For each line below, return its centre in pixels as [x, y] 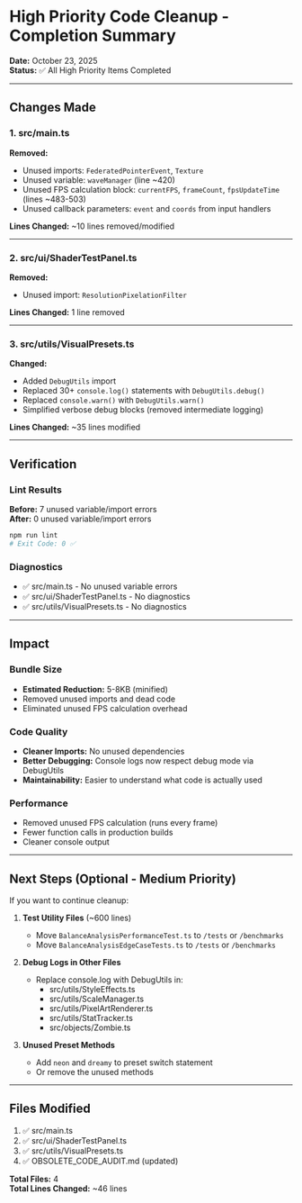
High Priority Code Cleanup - [119, 17]
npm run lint [34, 535]
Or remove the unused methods [95, 1072]
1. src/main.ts [40, 133]
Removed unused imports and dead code [99, 699]
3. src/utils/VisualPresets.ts [72, 344]
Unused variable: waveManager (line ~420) [98, 180]
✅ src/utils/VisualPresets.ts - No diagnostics [104, 606]
